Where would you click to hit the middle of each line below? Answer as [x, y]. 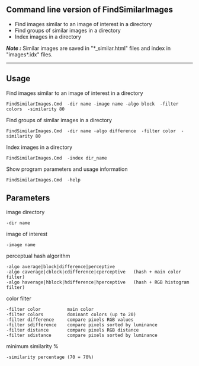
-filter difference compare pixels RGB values [70, 320]
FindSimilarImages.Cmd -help [44, 180]
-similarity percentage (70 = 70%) [50, 357]
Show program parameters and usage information [67, 169]
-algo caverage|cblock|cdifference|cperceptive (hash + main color [94, 272]
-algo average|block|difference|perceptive [61, 267]
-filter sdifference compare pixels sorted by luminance [82, 325]
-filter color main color [50, 310]
